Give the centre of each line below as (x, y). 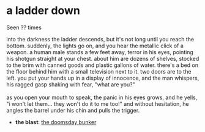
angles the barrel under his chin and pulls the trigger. (73, 110)
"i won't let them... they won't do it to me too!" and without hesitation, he (98, 103)
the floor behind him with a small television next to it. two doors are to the (99, 71)
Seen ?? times (24, 27)
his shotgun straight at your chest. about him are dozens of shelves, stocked (103, 58)
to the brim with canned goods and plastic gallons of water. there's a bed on (102, 65)
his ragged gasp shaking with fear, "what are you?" (71, 84)
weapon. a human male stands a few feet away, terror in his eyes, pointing (100, 52)
